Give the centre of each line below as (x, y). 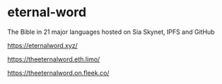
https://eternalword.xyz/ (42, 45)
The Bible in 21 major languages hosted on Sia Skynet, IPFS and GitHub (111, 32)
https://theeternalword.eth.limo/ (54, 59)
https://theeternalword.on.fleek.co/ (58, 73)
